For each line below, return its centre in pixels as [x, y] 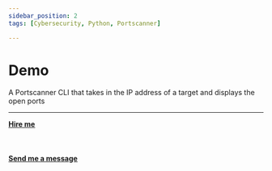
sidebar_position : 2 [43, 16]
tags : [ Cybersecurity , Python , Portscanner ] [85, 23]
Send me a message [43, 159]
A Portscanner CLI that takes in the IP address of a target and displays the [132, 93]
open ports [27, 101]
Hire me [22, 124]
